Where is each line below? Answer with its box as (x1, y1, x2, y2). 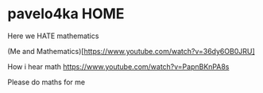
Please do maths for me (7, 77, 85, 87)
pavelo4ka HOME (7, 5, 125, 23)
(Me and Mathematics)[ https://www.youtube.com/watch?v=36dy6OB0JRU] (7, 46, 255, 56)
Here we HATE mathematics (7, 31, 99, 41)
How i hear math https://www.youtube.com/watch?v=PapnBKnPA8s (7, 61, 230, 72)
